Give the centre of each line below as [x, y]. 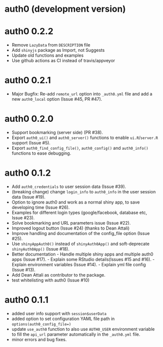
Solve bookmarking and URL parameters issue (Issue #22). [71, 223]
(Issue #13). [23, 270]
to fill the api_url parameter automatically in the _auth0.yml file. [76, 334]
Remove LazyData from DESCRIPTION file [51, 45]
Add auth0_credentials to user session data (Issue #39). [69, 186]
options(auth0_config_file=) [41, 324]
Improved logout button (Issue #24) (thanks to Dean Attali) [70, 228]
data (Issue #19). [29, 197]
